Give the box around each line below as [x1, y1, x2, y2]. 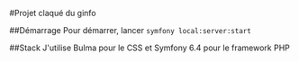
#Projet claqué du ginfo [9, 8, 96, 18]
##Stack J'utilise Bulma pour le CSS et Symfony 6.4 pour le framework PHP [9, 42, 290, 53]
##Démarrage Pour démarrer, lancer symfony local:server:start [9, 25, 252, 35]
